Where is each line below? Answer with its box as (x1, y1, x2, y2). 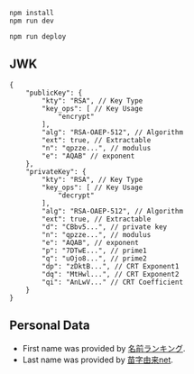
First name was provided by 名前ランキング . (22, 342, 186, 353)
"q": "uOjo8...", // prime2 (42, 253, 147, 263)
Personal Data (9, 318, 90, 333)
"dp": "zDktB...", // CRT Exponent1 (42, 261, 180, 270)
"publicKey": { (25, 88, 83, 97)
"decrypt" (57, 190, 95, 200)
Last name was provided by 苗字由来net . (22, 354, 174, 365)
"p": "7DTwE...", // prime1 (42, 246, 147, 255)
